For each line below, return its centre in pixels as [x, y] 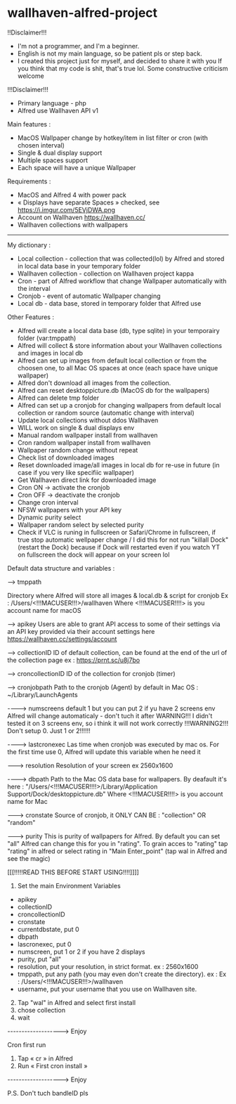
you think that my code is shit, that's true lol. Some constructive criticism [123, 68]
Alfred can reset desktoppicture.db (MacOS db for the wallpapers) [113, 390]
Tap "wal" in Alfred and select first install [76, 1002]
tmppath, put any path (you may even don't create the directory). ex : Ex [122, 974]
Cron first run [27, 1044]
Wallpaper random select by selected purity [80, 524]
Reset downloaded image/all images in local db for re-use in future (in [118, 465]
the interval [34, 288]
